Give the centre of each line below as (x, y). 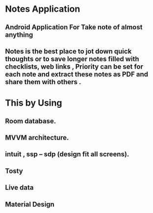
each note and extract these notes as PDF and (77, 74)
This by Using (34, 103)
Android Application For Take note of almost (74, 27)
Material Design (30, 204)
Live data (19, 188)
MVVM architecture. (37, 137)
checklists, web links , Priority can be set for (74, 66)
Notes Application (43, 9)
